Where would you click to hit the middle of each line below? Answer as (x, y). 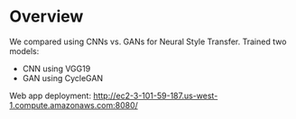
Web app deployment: (51, 96)
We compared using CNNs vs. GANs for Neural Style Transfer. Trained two (148, 41)
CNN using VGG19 (56, 69)
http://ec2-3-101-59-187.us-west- (156, 96)
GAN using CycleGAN (63, 78)
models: (24, 50)
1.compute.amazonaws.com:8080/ (74, 105)
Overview (46, 17)
